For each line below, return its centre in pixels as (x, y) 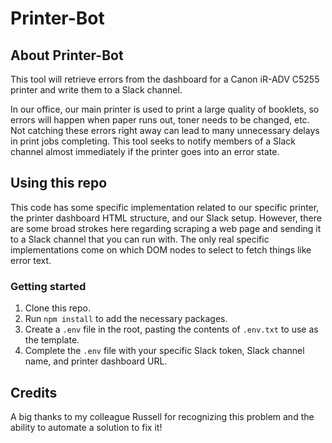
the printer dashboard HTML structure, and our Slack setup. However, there (166, 218)
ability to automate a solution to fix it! (86, 427)
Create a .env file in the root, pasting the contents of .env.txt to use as (171, 329)
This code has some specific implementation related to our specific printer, (165, 207)
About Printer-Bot (67, 55)
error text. (31, 260)
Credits (34, 392)
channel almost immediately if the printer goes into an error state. (145, 151)
